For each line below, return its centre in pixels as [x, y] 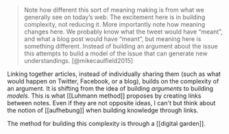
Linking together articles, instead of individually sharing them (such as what [114, 74]
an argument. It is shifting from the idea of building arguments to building [110, 89]
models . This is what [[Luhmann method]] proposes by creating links [104, 96]
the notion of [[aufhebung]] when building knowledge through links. [103, 110]
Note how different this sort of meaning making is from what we [114, 10]
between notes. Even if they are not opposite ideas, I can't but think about [111, 103]
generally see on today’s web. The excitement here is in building [114, 17]
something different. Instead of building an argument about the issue [121, 46]
